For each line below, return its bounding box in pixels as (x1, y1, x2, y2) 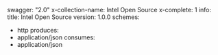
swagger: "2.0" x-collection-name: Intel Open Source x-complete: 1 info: (7, 6, 212, 14)
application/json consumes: (16, 33, 95, 41)
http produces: (16, 26, 60, 34)
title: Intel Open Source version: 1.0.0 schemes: (7, 13, 140, 21)
